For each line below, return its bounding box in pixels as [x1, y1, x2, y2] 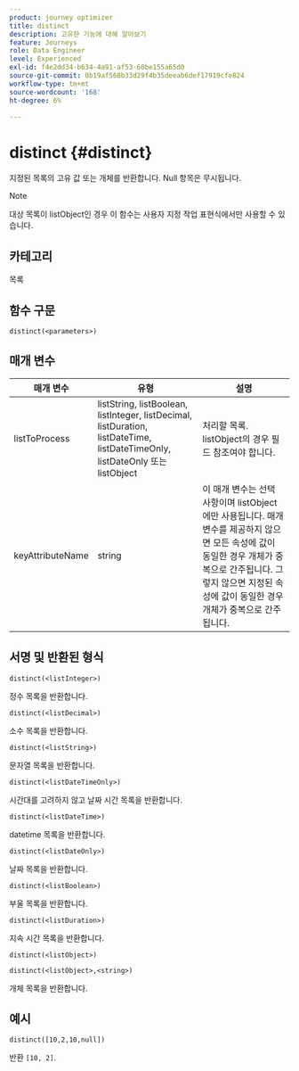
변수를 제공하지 [202, 523, 263, 535]
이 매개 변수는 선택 [202, 482, 276, 495]
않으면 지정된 [221, 576, 273, 589]
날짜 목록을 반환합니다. [9, 863, 88, 874]
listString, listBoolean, [97, 398, 189, 410]
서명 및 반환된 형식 [9, 650, 104, 665]
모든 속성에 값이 [213, 536, 276, 548]
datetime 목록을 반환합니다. [9, 828, 106, 839]
